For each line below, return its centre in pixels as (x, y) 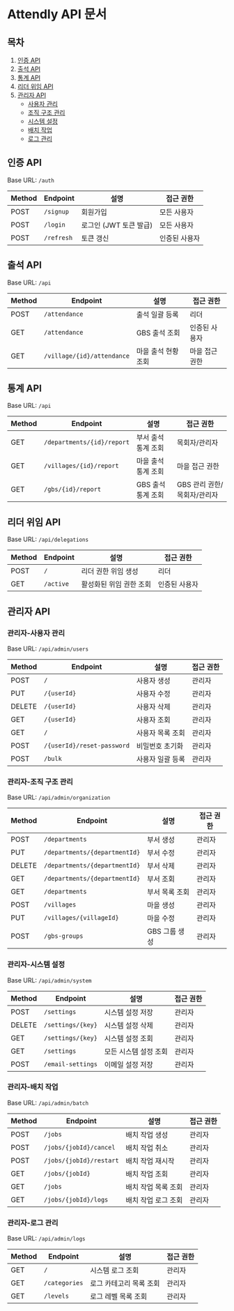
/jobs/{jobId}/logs (76, 1199)
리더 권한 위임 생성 (110, 571)
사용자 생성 (153, 681)
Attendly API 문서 (57, 14)
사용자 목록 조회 (161, 733)
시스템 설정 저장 (128, 1012)
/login (55, 225)
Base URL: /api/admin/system (49, 980)
